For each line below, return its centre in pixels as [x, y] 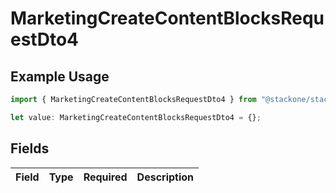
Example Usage [60, 76]
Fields [30, 148]
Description [165, 177]
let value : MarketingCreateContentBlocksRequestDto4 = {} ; [136, 117]
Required [105, 177]
